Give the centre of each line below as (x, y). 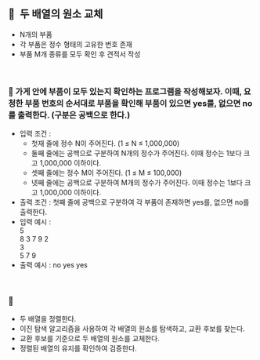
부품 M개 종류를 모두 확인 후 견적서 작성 (80, 54)
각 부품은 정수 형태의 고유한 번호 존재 (76, 44)
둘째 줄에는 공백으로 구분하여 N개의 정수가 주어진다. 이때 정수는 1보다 (136, 153)
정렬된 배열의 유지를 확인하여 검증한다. (78, 348)
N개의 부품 (36, 35)
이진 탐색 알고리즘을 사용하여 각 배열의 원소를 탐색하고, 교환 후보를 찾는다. (132, 329)
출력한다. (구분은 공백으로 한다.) (74, 115)
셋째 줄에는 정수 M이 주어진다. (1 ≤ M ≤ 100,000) (107, 173)
